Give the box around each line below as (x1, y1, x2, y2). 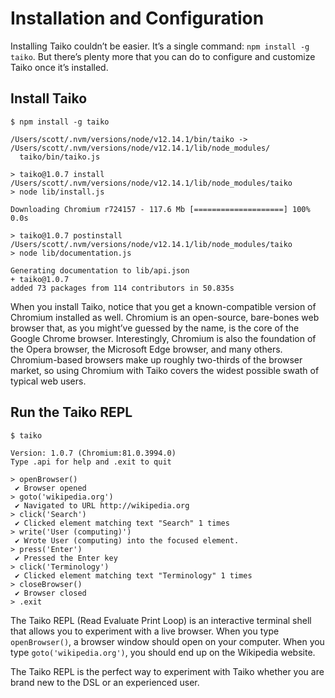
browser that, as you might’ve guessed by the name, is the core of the (10, 322, 300, 334)
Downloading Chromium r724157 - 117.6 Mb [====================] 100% (10, 204, 311, 214)
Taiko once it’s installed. (10, 61, 109, 73)
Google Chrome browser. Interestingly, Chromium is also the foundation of (10, 332, 317, 344)
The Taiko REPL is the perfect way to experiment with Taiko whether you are (10, 665, 325, 677)
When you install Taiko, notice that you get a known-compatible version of (10, 300, 317, 312)
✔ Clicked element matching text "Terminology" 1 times (14, 570, 253, 581)
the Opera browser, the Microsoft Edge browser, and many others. (10, 343, 283, 355)
